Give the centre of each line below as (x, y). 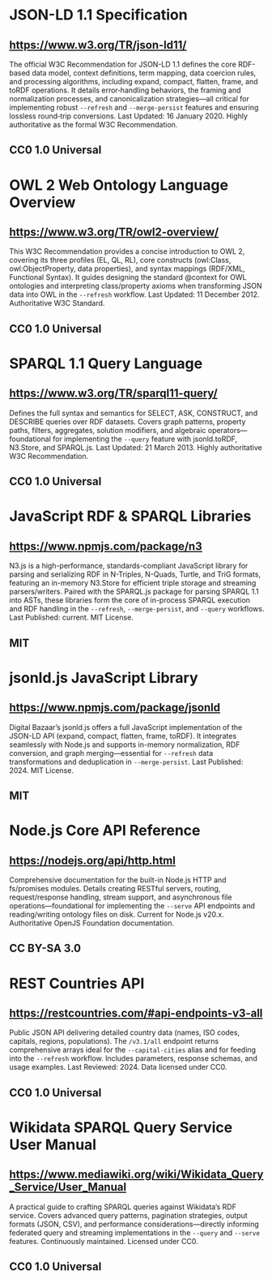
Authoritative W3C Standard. (57, 303)
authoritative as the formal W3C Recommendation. (93, 124)
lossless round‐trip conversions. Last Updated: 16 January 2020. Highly (129, 116)
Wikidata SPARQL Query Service (121, 1127)
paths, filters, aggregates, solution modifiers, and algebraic (108, 430)
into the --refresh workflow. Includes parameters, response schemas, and (134, 1058)
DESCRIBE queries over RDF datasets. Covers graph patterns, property (127, 421)
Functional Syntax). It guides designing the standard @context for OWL (128, 277)
